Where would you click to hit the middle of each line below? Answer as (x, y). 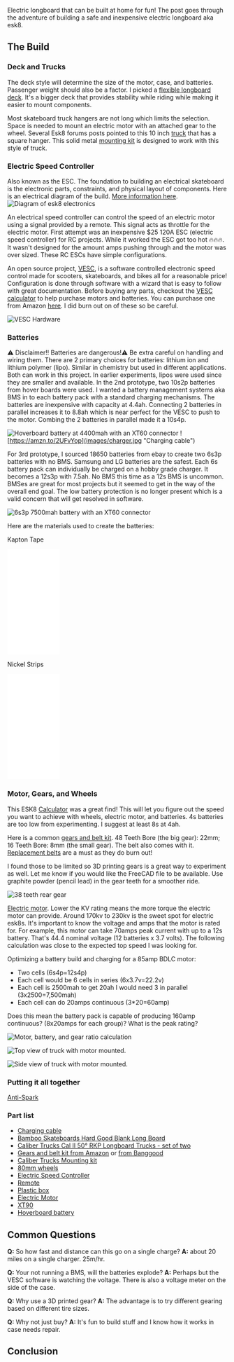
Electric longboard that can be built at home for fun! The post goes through (115, 10)
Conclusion (33, 1351)
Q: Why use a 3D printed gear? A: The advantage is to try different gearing (115, 1301)
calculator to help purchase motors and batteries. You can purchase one (111, 298)
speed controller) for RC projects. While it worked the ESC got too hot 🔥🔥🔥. (116, 239)
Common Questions (52, 1235)
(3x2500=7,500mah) (47, 995)
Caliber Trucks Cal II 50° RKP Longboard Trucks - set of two (104, 1146)
